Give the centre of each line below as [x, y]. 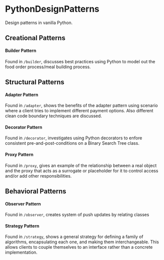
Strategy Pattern [22, 226]
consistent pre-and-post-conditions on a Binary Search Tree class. [72, 143]
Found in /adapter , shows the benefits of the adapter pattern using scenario [82, 105]
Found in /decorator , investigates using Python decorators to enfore [74, 138]
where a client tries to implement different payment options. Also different [79, 111]
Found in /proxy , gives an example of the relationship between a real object [81, 165]
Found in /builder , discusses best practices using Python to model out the [80, 61]
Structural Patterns [35, 82]
